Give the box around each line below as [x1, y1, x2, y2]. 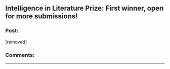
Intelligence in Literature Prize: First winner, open [5, 4, 164, 13]
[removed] [5, 39, 27, 45]
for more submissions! [5, 12, 78, 21]
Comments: [5, 51, 35, 58]
